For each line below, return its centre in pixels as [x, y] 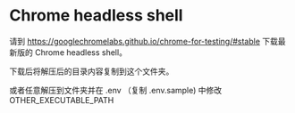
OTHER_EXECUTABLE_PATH [62, 100]
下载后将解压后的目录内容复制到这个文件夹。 [92, 71]
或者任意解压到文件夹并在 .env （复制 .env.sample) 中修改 [116, 90]
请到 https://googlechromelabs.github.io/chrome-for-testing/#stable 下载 [144, 41]
